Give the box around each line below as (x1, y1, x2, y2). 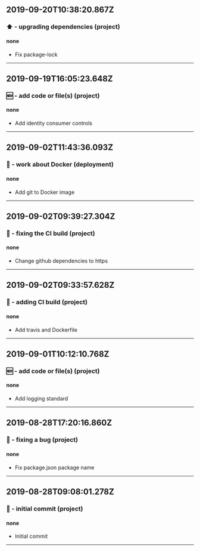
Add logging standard (14, 395, 68, 402)
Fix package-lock (14, 51, 58, 58)
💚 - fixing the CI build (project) (6, 229, 95, 238)
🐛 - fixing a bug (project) (6, 436, 79, 444)
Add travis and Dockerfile (14, 326, 77, 333)
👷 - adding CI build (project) (6, 298, 88, 306)
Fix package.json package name (14, 464, 95, 471)
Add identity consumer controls (14, 119, 92, 127)
